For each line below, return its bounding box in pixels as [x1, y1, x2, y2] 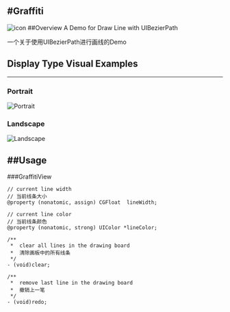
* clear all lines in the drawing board [10, 242, 130, 249]
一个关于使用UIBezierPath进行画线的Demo [7, 38, 127, 46]
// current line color [7, 211, 72, 218]
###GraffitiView [7, 172, 52, 181]
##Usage [7, 154, 47, 166]
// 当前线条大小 [7, 193, 47, 200]
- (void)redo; [7, 299, 48, 306]
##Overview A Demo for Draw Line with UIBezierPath [27, 23, 178, 31]
